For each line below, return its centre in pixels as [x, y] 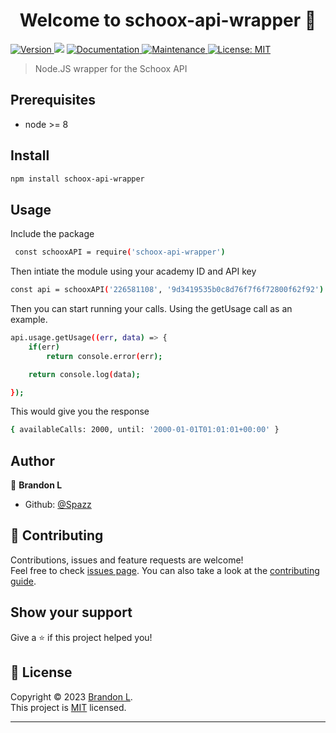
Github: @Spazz [58, 505]
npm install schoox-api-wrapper [77, 179]
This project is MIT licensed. [68, 707]
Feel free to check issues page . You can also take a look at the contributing [165, 570]
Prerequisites [53, 100]
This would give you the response [80, 411]
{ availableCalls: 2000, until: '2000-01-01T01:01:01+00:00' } [145, 430]
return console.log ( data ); [84, 374]
